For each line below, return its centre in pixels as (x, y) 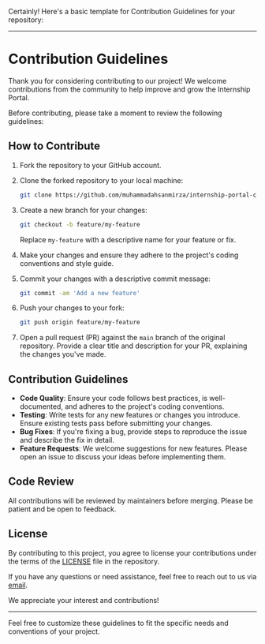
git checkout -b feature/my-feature (80, 224)
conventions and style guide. (67, 263)
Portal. (19, 97)
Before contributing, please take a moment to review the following (115, 113)
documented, (41, 406)
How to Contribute (54, 146)
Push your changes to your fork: (72, 308)
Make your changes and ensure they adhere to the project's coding (129, 255)
